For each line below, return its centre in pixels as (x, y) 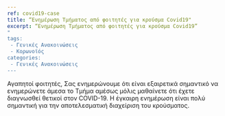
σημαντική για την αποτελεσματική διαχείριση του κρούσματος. (98, 105)
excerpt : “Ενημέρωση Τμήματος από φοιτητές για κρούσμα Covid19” (102, 26)
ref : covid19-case (33, 13)
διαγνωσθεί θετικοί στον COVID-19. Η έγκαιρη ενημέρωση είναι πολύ (106, 98)
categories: (24, 58)
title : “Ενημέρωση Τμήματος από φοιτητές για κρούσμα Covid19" (99, 20)
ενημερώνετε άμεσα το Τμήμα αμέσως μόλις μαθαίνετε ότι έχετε (101, 91)
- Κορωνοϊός (27, 52)
